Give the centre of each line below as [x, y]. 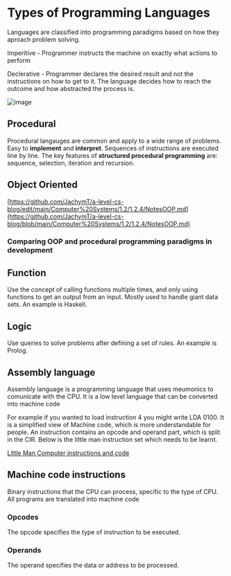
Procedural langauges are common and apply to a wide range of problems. [114, 141]
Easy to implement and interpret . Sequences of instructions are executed [113, 148]
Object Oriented [42, 185]
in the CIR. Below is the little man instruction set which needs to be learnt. [112, 439]
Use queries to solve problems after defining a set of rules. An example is [112, 343]
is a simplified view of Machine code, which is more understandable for [109, 424]
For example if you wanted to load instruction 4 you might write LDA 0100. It [115, 417]
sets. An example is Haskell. [47, 305]
